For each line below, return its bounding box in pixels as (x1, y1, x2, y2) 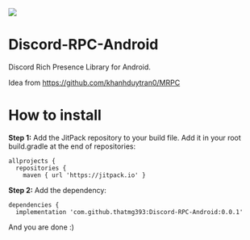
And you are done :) (8, 222, 75, 232)
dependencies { (8, 200, 60, 209)
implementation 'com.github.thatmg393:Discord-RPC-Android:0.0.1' (15, 208, 244, 216)
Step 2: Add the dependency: (8, 185, 107, 195)
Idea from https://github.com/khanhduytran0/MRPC (8, 78, 181, 87)
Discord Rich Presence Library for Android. (8, 61, 152, 72)
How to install (8, 106, 102, 124)
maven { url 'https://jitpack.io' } (23, 171, 147, 179)
